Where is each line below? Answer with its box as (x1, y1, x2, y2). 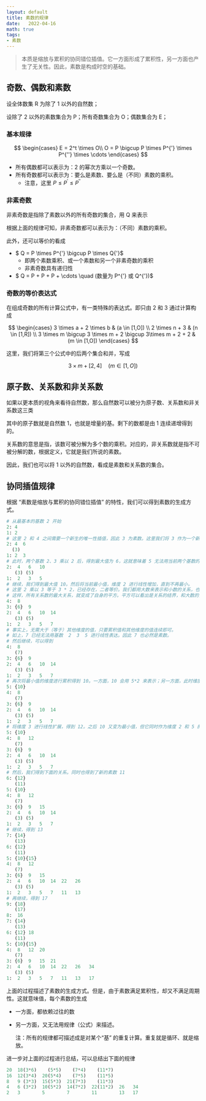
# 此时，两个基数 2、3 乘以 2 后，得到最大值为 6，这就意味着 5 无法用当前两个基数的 (6, 558, 200, 565)
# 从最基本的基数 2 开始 (6, 518, 61, 524)
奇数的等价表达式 (6, 289, 57, 297)
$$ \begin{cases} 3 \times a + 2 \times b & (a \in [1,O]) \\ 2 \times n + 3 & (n (8, 324, 198, 332)
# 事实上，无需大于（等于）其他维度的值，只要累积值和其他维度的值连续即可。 (6, 627, 177, 633)
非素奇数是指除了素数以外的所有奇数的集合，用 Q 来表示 (6, 211, 148, 219)
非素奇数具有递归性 (24, 265, 74, 272)
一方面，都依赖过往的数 (15, 1008, 75, 1015)
